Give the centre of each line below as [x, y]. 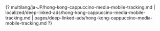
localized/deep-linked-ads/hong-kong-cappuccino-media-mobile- [75, 12]
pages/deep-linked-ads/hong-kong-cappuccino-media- [94, 18]
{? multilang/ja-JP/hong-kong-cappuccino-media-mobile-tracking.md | [80, 7]
